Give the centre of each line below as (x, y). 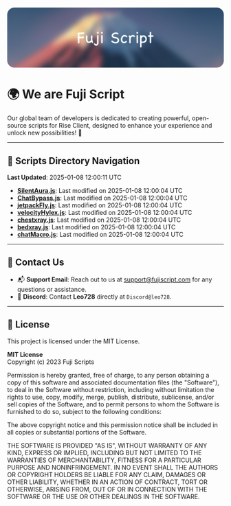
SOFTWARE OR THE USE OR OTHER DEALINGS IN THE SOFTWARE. (103, 496)
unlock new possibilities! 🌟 (45, 133)
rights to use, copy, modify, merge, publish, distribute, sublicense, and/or (111, 397)
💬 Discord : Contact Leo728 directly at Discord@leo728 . (94, 297)
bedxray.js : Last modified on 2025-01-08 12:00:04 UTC (96, 227)
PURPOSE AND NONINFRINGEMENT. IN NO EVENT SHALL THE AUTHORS (113, 467)
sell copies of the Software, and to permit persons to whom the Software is (113, 404)
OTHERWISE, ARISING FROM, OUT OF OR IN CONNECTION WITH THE (107, 489)
